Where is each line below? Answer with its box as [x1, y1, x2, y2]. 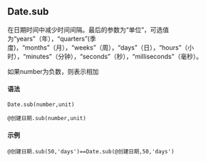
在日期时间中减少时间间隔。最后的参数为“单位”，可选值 [7, 25, 170, 34]
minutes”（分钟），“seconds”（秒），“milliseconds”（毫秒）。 [26, 52, 203, 60]
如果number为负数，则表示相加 [7, 67, 99, 75]
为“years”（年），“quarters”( [7, 34, 91, 43]
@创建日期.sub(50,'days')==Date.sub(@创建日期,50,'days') [7, 148, 175, 156]
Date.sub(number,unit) [7, 101, 75, 109]
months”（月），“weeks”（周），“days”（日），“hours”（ [24, 43, 188, 52]
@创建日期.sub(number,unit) [7, 115, 87, 122]
